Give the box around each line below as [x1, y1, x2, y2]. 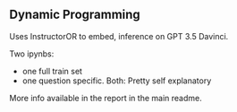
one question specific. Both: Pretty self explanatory [21, 75, 212, 86]
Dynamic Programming [9, 7, 140, 22]
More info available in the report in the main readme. [9, 92, 203, 103]
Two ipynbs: [9, 48, 55, 59]
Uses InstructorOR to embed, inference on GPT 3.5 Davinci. [9, 30, 229, 41]
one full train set [21, 65, 83, 76]
